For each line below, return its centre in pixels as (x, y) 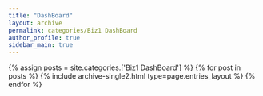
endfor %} (25, 85)
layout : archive (35, 23)
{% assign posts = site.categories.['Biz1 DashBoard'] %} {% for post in (125, 67)
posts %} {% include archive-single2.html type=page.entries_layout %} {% (132, 76)
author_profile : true (44, 38)
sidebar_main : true (41, 45)
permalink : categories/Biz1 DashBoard (73, 30)
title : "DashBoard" (41, 15)
